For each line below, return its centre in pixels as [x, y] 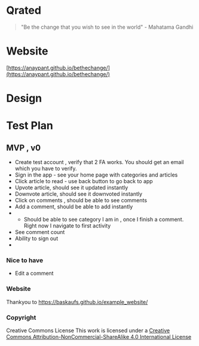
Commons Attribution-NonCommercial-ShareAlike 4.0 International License [99, 336]
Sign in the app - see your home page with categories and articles [96, 175]
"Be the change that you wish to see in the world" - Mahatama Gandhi [107, 27]
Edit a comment [34, 274]
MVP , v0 [23, 148]
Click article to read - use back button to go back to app [84, 181]
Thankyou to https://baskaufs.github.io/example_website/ [77, 302]
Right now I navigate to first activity [67, 226]
